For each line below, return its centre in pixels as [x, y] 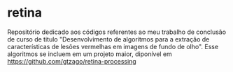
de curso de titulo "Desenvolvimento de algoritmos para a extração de [108, 39]
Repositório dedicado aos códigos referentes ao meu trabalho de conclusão [116, 32]
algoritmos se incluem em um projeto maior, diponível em [90, 54]
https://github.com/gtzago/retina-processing [72, 61]
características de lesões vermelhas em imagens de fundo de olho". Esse [113, 46]
